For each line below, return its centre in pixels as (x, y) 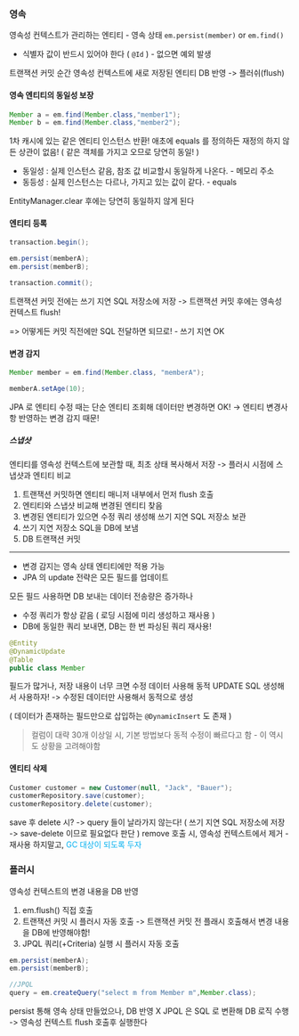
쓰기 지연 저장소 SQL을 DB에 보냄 (81, 527)
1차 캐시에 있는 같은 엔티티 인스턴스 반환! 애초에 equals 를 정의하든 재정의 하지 (145, 141)
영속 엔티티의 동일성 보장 (52, 94)
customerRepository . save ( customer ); (77, 796)
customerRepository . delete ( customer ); (81, 804)
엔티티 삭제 (28, 768)
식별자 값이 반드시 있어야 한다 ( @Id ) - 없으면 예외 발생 (117, 54)
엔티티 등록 (28, 223)
